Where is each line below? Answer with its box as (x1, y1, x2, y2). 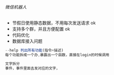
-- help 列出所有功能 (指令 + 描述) (5, 48, 64, 53)
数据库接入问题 (12, 38, 43, 44)
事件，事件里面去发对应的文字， (5, 66, 60, 71)
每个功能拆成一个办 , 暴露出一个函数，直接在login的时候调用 (5, 53, 110, 57)
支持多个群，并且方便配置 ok (12, 26, 70, 32)
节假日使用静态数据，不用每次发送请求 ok (12, 20, 96, 26)
